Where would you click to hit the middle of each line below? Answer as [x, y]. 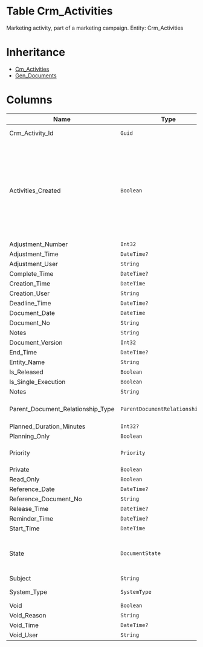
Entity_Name [27, 362]
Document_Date [32, 313]
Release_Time [29, 509]
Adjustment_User [34, 264]
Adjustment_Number [39, 244]
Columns [29, 100]
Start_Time [25, 528]
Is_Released [26, 372]
